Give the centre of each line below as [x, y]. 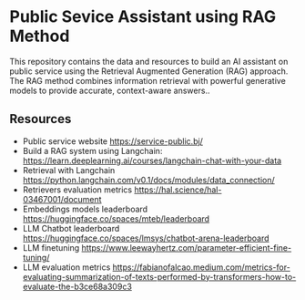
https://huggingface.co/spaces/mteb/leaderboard [116, 218]
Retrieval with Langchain [69, 170]
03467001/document [62, 199]
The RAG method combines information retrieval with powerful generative [148, 80]
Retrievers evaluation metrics [77, 190]
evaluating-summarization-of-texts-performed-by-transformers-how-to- [159, 276]
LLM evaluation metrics [66, 267]
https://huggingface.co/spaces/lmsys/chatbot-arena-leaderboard [146, 238]
